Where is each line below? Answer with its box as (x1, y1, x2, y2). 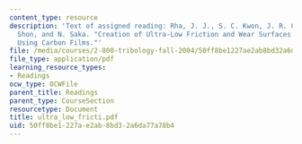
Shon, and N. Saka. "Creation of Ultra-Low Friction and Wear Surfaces (17, 30, 292, 38)
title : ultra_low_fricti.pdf (9, 113, 119, 122)
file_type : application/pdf (9, 55, 115, 64)
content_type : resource (9, 13, 99, 22)
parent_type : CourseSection (9, 96, 115, 106)
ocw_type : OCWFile (9, 80, 78, 89)
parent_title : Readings (9, 88, 99, 97)
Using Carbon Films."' (17, 38, 102, 47)
